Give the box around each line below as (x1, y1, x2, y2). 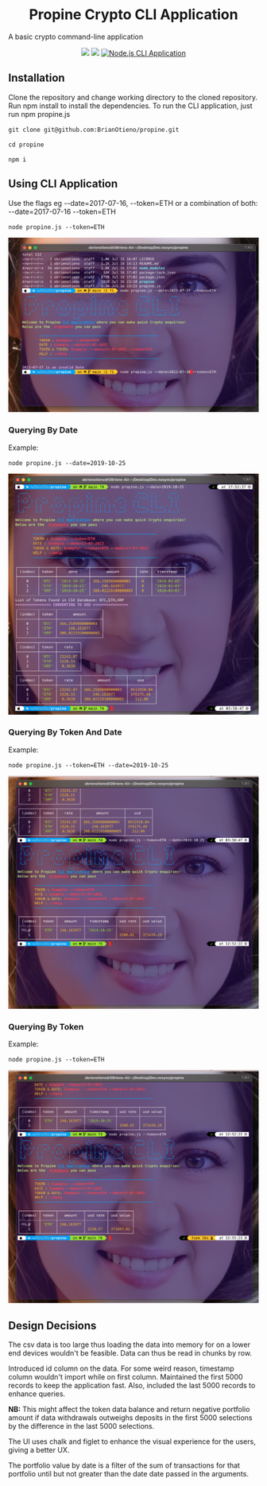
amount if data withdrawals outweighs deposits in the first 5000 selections (8, 1413, 253, 1422)
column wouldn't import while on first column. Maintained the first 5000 (8, 1372, 244, 1382)
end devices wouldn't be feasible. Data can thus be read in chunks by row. (8, 1348, 253, 1358)
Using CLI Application (8, 177, 118, 191)
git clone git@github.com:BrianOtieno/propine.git (8, 126, 180, 134)
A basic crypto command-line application (8, 32, 144, 41)
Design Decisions (8, 1318, 97, 1333)
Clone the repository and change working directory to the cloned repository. (8, 92, 258, 102)
